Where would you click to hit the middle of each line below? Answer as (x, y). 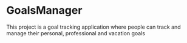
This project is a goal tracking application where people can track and (93, 27)
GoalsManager (44, 10)
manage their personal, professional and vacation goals (76, 33)
